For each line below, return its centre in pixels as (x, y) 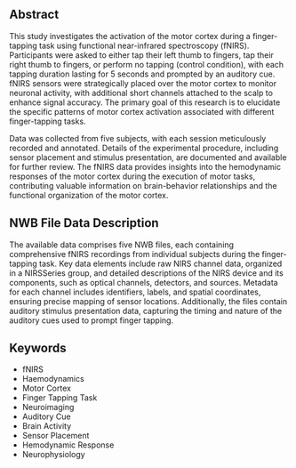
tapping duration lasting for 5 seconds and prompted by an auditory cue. (142, 74)
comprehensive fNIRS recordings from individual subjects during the (135, 254)
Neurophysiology (54, 455)
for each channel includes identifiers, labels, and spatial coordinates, (135, 292)
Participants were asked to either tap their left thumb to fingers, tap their (141, 55)
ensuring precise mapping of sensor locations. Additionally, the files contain (148, 301)
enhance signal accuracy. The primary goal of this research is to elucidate (145, 102)
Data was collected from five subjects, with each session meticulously (138, 138)
